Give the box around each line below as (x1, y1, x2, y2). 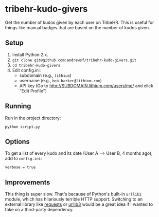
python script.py (5, 124, 40, 129)
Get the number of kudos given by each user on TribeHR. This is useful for (5, 19, 154, 25)
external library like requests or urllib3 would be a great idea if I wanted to (5, 201, 153, 207)
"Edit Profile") (19, 88, 47, 93)
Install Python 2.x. (12, 52, 49, 57)
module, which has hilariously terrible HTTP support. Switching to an (5, 196, 143, 202)
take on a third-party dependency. (5, 207, 74, 213)
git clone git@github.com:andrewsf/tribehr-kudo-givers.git (12, 57, 137, 63)
